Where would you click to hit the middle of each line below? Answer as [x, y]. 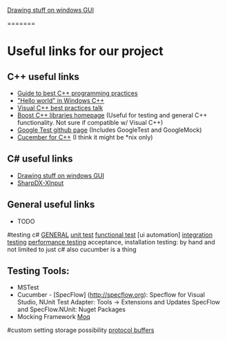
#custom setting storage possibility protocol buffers [81, 330]
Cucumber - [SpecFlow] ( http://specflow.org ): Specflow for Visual [111, 295]
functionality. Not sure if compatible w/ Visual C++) [90, 123]
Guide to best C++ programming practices [77, 93]
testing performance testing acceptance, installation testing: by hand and [111, 242]
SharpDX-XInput [40, 183]
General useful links [51, 205]
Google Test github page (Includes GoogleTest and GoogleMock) [109, 130]
